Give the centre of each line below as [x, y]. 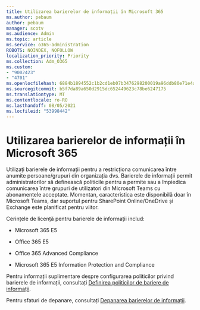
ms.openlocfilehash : [32, 84]
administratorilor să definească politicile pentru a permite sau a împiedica [96, 182]
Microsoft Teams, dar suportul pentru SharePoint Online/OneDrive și [90, 201]
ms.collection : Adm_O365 [37, 61]
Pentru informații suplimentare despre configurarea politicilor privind [90, 276]
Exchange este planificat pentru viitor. [53, 207]
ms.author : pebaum [29, 17]
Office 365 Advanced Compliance [56, 254]
